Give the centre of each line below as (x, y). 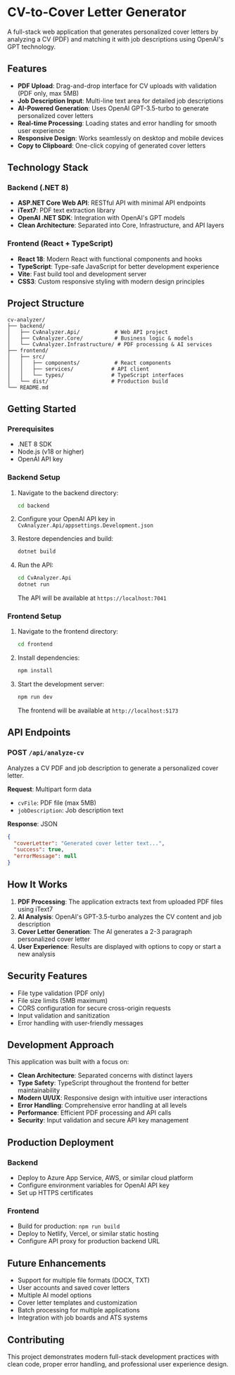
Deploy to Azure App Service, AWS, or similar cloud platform (105, 1178)
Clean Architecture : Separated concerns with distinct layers (105, 1075)
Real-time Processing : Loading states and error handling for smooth (117, 123)
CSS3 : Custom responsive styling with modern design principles (111, 281)
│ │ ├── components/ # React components (89, 363)
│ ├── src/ (26, 357)
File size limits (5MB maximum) (62, 1000)
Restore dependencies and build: (65, 539)
